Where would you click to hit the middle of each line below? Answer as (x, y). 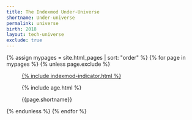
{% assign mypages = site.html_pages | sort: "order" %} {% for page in (96, 58)
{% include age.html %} (52, 88)
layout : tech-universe (35, 35)
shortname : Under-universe (41, 18)
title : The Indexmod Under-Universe (53, 12)
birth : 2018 (21, 29)
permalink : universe (33, 23)
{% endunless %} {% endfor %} (46, 111)
